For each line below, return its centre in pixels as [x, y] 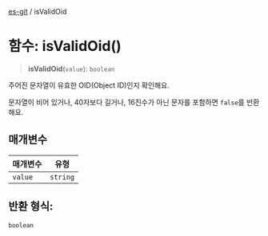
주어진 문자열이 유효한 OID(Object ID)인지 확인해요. [89, 85]
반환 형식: [31, 206]
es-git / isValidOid [38, 12]
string [62, 177]
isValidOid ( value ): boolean [71, 69]
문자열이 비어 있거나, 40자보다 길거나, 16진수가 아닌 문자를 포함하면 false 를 [127, 102]
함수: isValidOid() [65, 46]
